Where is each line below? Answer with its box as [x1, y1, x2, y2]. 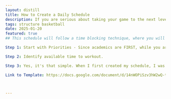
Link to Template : [5, 72, 44, 78]
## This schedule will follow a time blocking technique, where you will [5, 36, 165, 41]
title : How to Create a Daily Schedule [5, 12, 90, 17]
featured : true [5, 31, 38, 36]
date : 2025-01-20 [5, 26, 42, 31]
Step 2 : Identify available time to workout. [5, 54, 103, 59]
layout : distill [5, 7, 40, 13]
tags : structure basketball [5, 21, 65, 27]
